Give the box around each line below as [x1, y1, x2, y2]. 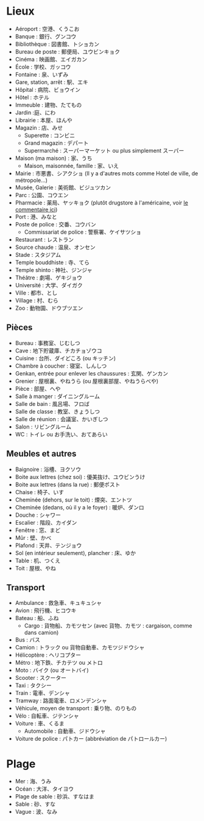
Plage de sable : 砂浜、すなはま [15, 793, 94, 800]
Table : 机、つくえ [15, 557, 61, 564]
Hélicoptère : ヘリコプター [15, 651, 81, 659]
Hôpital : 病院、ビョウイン [15, 86, 81, 93]
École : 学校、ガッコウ [15, 63, 71, 71]
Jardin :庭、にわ [15, 108, 56, 116]
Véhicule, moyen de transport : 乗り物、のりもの [15, 705, 137, 712]
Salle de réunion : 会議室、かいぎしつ [15, 415, 108, 422]
